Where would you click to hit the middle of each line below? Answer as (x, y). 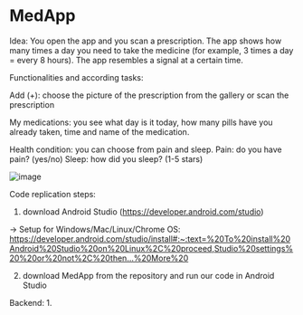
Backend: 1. (31, 302)
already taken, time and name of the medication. (99, 131)
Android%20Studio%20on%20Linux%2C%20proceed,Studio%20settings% (151, 248)
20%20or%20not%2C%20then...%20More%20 (99, 258)
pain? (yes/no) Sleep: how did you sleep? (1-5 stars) (106, 158)
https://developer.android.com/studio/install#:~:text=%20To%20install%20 (150, 239)
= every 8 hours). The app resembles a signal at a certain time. (127, 60)
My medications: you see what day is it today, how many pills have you (141, 122)
